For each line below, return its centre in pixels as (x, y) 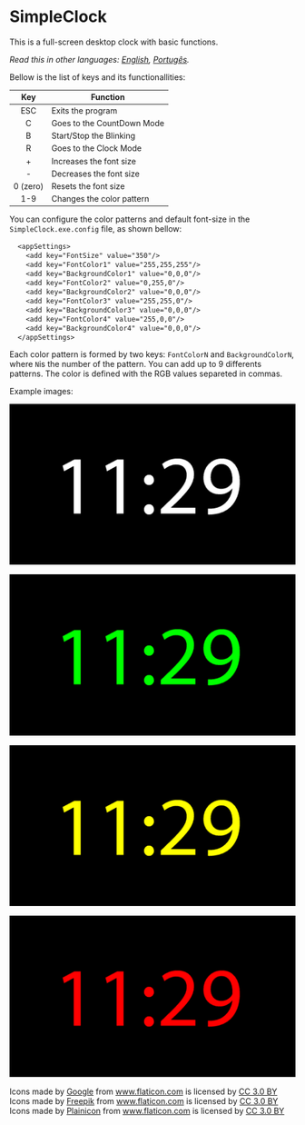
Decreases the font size (96, 174)
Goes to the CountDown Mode (108, 123)
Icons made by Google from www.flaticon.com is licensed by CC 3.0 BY (143, 1091)
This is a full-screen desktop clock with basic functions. (114, 42)
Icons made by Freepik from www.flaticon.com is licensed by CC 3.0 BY (144, 1100)
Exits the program (84, 110)
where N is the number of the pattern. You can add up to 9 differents (135, 363)
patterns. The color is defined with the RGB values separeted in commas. (146, 373)
